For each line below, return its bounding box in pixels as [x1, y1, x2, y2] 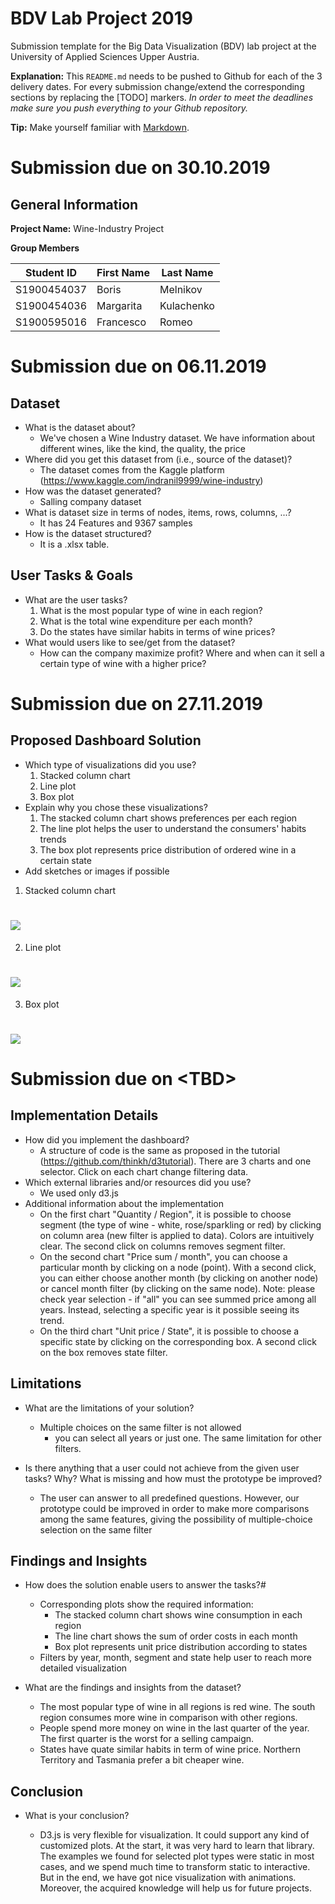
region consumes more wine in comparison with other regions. [39, 1712, 298, 1724]
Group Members [10, 242, 80, 254]
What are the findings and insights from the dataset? [24, 1682, 242, 1694]
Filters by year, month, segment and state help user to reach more [39, 1652, 312, 1664]
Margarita [96, 298, 143, 312]
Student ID [24, 265, 78, 279]
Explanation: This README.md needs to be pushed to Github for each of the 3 [10, 70, 323, 82]
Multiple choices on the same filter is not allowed [39, 1421, 242, 1433]
